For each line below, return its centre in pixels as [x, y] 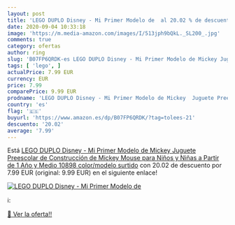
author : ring [26, 53]
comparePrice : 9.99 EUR [42, 92]
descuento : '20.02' [36, 124]
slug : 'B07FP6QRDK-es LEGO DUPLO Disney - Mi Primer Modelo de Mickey [112, 59]
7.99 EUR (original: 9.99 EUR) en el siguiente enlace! [82, 173]
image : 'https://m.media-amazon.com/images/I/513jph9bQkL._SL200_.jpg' [114, 33]
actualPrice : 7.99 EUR [40, 72]
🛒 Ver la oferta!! [30, 215]
